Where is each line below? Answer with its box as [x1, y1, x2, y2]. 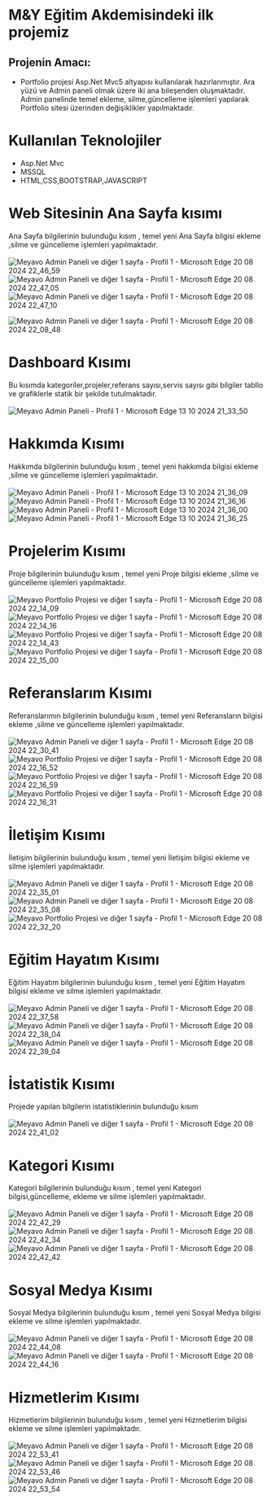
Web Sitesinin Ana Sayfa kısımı [8, 204, 222, 223]
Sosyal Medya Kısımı [8, 1280, 153, 1299]
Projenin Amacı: [8, 55, 91, 69]
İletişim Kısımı [8, 825, 106, 844]
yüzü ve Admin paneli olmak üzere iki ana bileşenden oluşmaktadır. [20, 85, 246, 95]
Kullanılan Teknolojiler [8, 132, 162, 150]
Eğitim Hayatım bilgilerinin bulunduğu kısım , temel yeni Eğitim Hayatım [8, 977, 246, 987]
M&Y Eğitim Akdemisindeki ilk [8, 6, 214, 24]
